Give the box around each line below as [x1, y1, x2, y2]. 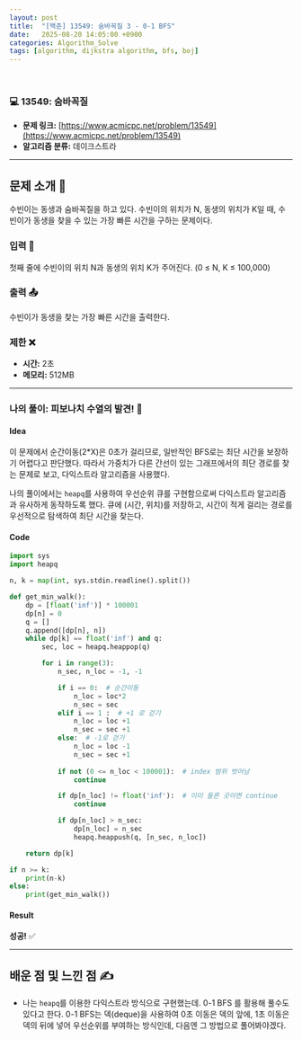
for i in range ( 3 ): [41, 659, 115, 668]
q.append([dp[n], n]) [25, 626, 106, 635]
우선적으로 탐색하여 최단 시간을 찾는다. [9, 511, 144, 521]
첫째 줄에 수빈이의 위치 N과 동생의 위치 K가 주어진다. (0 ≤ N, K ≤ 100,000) [9, 262, 271, 272]
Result [9, 910, 34, 920]
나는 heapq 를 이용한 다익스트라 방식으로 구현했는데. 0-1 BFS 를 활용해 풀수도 [22, 998, 290, 1008]
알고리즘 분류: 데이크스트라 [22, 141, 117, 152]
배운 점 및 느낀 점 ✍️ [9, 968, 114, 983]
